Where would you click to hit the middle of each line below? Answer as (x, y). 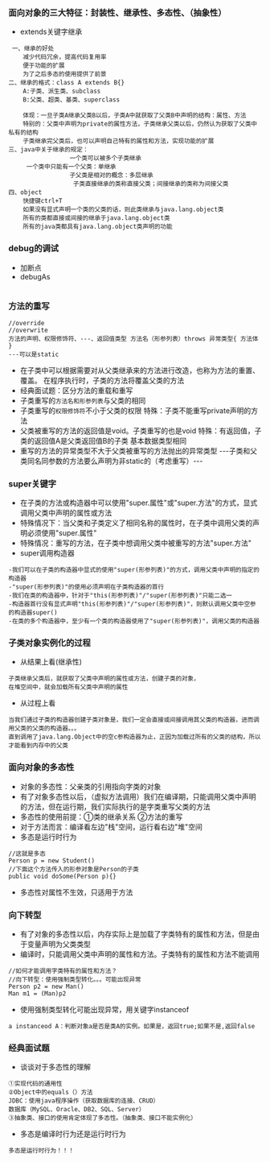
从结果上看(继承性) (51, 662)
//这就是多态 (27, 854)
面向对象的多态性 (41, 767)
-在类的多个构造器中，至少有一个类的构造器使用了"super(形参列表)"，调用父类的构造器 (134, 622)
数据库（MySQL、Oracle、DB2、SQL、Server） (77, 1110)
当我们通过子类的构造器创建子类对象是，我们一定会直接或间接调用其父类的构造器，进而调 (134, 720)
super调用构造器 (47, 553)
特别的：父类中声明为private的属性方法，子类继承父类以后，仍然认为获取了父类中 (140, 124)
